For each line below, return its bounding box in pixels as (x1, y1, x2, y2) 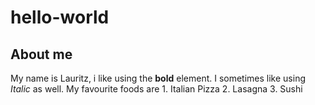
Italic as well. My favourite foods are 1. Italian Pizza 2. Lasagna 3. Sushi (10, 83, 303, 95)
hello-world (10, 6, 110, 29)
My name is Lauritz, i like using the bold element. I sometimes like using (10, 72, 306, 84)
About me (10, 46, 73, 63)
